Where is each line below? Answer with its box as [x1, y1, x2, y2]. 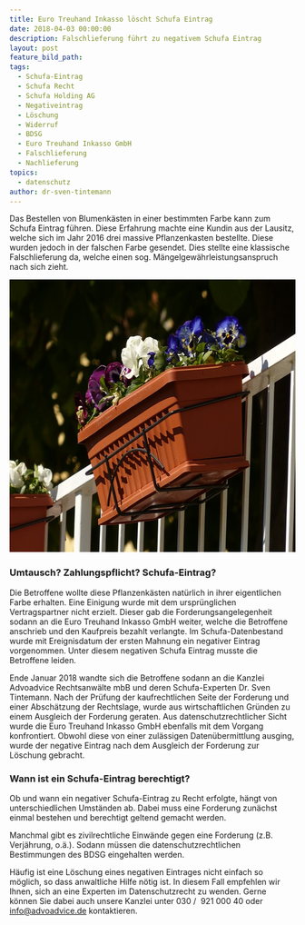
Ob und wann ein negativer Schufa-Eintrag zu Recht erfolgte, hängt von [9, 792, 278, 803]
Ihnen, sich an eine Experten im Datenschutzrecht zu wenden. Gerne [9, 886, 267, 897]
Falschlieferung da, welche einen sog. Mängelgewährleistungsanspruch [9, 252, 279, 263]
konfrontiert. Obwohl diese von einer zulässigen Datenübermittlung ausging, [9, 730, 295, 741]
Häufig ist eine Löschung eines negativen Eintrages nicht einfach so [9, 866, 264, 877]
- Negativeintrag [17, 101, 84, 110]
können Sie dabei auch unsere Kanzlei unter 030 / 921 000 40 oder [9, 895, 263, 906]
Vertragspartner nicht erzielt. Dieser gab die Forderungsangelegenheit [9, 606, 272, 617]
